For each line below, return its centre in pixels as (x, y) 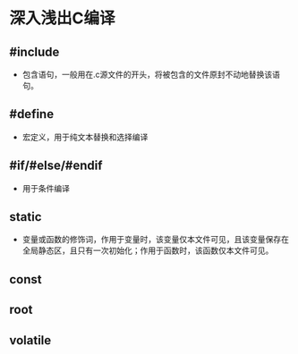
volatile (30, 340)
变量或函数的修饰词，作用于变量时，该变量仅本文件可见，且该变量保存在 (155, 240)
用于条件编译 (46, 188)
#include (34, 51)
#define (32, 114)
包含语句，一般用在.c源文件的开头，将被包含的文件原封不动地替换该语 (151, 74)
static (26, 217)
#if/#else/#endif (56, 166)
